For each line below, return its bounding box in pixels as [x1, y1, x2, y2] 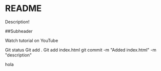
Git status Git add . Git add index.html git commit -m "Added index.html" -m [5, 47, 157, 53]
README [5, 3, 42, 14]
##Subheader [5, 28, 33, 34]
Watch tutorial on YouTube [5, 37, 59, 43]
